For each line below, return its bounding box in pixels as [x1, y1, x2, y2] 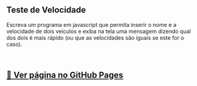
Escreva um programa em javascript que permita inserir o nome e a [6, 21, 177, 28]
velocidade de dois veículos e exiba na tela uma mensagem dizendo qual [6, 27, 191, 35]
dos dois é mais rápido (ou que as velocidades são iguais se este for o [6, 34, 184, 41]
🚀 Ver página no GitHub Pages [6, 70, 124, 81]
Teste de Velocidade [6, 5, 87, 15]
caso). [6, 40, 23, 48]
